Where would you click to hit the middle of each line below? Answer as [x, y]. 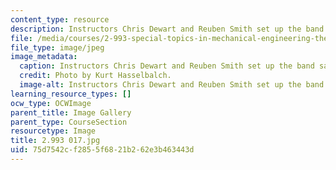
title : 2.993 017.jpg [55, 141]
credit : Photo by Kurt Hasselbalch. [95, 76]
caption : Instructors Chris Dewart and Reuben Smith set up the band [167, 66]
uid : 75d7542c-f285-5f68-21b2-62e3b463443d [102, 150]
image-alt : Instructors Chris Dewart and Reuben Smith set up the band [172, 85]
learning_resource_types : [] [71, 94]
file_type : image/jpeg [57, 47]
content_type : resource [60, 19]
